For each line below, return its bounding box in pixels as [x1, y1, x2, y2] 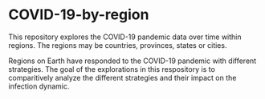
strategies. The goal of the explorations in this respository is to [8, 64, 215, 73]
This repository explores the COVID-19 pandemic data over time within [8, 32, 243, 42]
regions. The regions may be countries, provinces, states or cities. [8, 40, 227, 49]
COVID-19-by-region [8, 6, 149, 24]
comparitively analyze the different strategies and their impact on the [8, 73, 237, 82]
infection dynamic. [8, 81, 70, 91]
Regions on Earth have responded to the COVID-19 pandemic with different [8, 56, 257, 65]
